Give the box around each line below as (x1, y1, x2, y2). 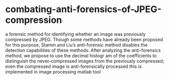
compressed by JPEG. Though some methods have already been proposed (5, 36, 163, 43)
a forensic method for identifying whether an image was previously (5, 31, 146, 37)
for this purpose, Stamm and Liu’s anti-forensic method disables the (5, 42, 148, 48)
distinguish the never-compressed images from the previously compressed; (5, 58, 164, 64)
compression (5, 14, 62, 26)
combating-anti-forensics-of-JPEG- (5, 4, 162, 15)
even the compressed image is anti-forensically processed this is (5, 63, 142, 69)
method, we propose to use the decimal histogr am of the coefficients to (5, 52, 157, 59)
